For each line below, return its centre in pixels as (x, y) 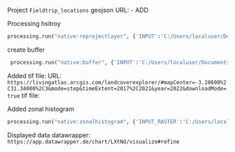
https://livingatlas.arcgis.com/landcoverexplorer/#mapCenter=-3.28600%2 (117, 82)
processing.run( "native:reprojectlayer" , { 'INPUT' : (84, 36)
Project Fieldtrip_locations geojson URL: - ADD (78, 10)
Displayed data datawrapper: (49, 135)
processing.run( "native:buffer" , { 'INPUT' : (74, 62)
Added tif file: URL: (35, 75)
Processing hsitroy (34, 23)
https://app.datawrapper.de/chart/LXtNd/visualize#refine (93, 142)
